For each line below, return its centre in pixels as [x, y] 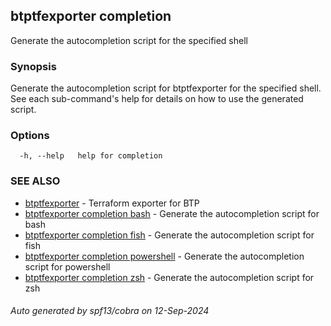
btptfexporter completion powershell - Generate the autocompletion [164, 256]
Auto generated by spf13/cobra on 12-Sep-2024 [110, 311]
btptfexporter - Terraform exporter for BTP [112, 203]
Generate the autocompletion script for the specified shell [129, 40]
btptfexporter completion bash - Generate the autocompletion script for [172, 213]
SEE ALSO [35, 181]
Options [30, 136]
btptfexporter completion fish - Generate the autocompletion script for [169, 235]
